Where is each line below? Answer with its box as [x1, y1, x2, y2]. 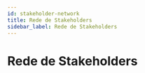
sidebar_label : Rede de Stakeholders [7, 23, 118, 30]
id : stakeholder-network [7, 10, 80, 17]
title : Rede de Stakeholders [7, 17, 92, 24]
